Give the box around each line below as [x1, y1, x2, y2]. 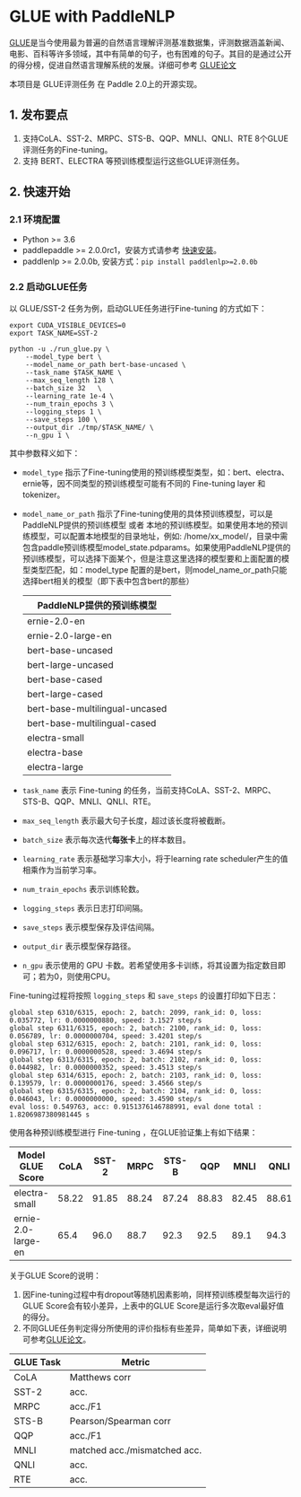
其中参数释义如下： [9, 447, 81, 459]
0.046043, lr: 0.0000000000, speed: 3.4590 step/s [9, 1094, 202, 1103]
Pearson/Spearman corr [69, 1414, 172, 1427]
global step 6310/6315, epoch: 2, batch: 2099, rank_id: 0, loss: [9, 1008, 262, 1017]
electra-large [26, 760, 83, 773]
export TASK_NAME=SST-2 [9, 328, 99, 337]
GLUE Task [13, 1355, 61, 1368]
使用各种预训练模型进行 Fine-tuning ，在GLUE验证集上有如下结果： [9, 1126, 258, 1137]
